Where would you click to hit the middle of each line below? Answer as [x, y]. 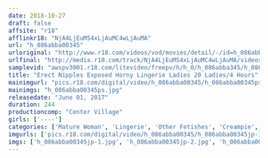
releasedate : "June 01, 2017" [59, 97]
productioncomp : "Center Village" [66, 113]
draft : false [30, 23]
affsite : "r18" [33, 30]
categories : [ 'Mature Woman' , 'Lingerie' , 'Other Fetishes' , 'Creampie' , [134, 127]
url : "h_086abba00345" [46, 45]
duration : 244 [32, 105]
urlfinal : [25, 61]
